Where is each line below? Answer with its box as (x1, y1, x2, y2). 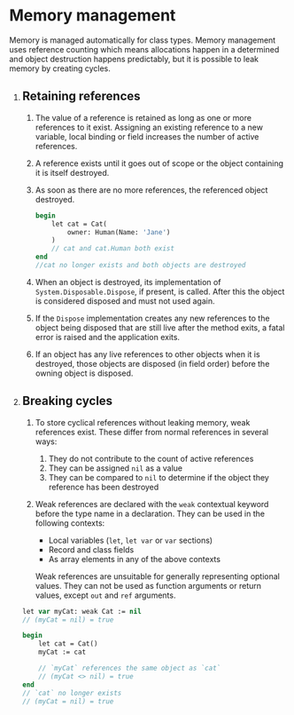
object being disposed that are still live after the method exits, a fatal (35, 322, 285, 333)
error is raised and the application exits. (35, 331, 180, 342)
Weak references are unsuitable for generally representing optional (35, 570, 281, 582)
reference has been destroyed (48, 481, 159, 492)
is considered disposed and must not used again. (35, 295, 215, 306)
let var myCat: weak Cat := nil (21, 607, 142, 616)
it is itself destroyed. (35, 167, 110, 178)
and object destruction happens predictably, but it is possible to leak (9, 53, 259, 64)
